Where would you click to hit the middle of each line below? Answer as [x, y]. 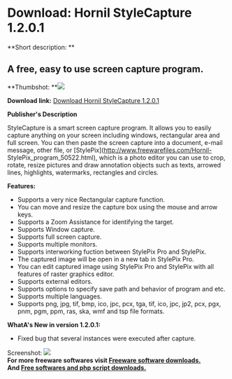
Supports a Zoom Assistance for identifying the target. [96, 221]
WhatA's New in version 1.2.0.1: [54, 324]
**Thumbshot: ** [32, 87]
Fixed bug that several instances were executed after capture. [107, 338]
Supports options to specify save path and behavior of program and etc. [121, 289]
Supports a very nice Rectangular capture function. [91, 199]
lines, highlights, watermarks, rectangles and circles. [83, 172]
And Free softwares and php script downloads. [77, 367]
